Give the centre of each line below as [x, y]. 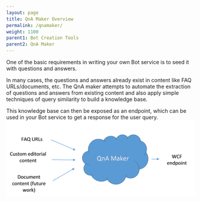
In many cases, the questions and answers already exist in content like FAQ [99, 80]
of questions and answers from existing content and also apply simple [93, 93]
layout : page [22, 13]
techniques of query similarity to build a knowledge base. [77, 99]
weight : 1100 [22, 32]
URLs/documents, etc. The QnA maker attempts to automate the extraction [99, 86]
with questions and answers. [42, 68]
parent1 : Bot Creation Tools [43, 38]
